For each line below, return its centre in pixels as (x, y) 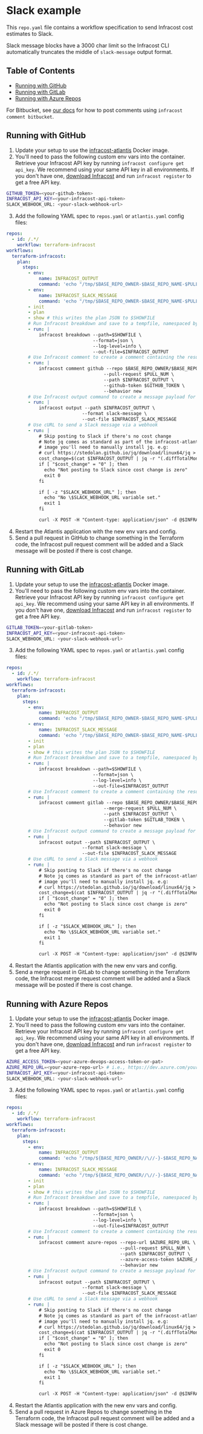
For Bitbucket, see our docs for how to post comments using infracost (95, 110)
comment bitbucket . (30, 116)
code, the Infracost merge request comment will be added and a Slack (102, 978)
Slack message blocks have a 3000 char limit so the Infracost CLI (88, 45)
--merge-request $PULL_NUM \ (140, 808)
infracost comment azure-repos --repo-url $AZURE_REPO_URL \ (117, 1243)
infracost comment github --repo (80, 369)
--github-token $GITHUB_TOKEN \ (144, 385)
